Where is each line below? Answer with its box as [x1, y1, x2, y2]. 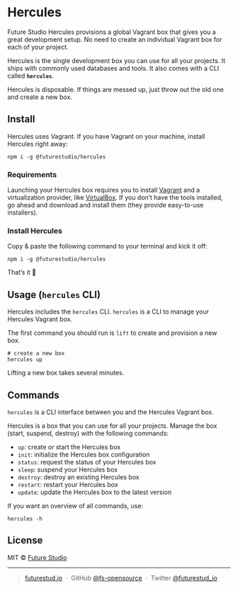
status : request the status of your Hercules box [17, 457, 157, 466]
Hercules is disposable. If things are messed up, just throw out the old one [7, 85, 225, 93]
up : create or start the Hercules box [17, 442, 121, 451]
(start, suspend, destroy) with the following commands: [7, 429, 169, 438]
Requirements [7, 169, 57, 179]
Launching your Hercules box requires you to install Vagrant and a [7, 185, 200, 195]
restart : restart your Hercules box [17, 480, 118, 488]
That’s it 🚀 [7, 268, 37, 277]
